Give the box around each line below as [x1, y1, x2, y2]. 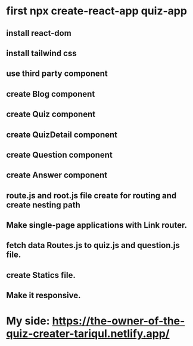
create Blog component [6, 88, 95, 99]
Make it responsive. [6, 290, 81, 301]
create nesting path [6, 200, 80, 210]
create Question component [6, 149, 113, 160]
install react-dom [6, 28, 71, 38]
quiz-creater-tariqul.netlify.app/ [6, 327, 170, 341]
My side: [6, 314, 50, 328]
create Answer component [6, 170, 108, 180]
